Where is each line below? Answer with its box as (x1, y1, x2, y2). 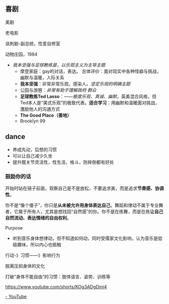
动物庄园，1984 (5, 51, 38, 57)
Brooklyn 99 (20, 118, 46, 124)
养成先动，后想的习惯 (12, 146, 57, 153)
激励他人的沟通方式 (20, 106, 60, 112)
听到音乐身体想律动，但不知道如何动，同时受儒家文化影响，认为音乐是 (12, 235, 158, 241)
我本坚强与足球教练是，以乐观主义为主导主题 (12, 62, 106, 68)
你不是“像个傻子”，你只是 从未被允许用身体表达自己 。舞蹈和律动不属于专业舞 (5, 202, 163, 208)
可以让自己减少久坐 (12, 153, 53, 159)
